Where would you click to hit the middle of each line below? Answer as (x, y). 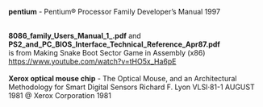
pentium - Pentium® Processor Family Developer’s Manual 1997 (114, 12)
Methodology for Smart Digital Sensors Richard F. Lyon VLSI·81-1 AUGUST (132, 87)
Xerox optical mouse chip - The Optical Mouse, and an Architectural (123, 78)
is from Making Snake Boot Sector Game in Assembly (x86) (107, 53)
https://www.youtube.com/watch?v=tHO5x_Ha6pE (92, 61)
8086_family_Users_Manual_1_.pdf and (75, 36)
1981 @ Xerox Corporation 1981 (60, 95)
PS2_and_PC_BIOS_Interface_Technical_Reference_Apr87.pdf (114, 44)
